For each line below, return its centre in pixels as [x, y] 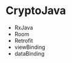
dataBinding [29, 53]
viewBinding [30, 47]
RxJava [24, 28]
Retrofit [24, 40]
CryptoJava [36, 11]
